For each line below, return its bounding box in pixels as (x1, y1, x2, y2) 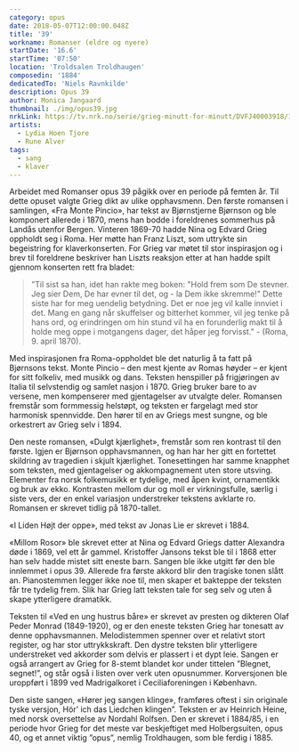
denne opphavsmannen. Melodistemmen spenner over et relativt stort (9, 630, 265, 641)
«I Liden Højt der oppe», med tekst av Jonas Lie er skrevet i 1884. (9, 520, 250, 530)
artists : (9, 121, 42, 130)
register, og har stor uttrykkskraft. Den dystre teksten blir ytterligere (9, 640, 258, 651)
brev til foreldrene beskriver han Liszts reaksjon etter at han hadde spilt (9, 253, 271, 263)
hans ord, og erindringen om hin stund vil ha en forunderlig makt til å (30, 317, 283, 327)
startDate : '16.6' (9, 46, 77, 55)
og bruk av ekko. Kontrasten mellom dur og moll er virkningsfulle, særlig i (9, 484, 278, 495)
